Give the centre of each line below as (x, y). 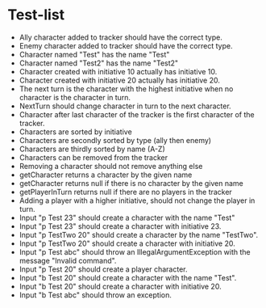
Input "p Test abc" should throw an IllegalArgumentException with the (135, 251)
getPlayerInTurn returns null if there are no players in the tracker (126, 192)
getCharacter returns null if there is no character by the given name (131, 183)
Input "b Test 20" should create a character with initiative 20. (121, 286)
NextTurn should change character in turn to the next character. (125, 106)
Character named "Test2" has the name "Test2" (99, 63)
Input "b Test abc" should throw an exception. (96, 295)
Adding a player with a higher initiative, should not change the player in (137, 200)
